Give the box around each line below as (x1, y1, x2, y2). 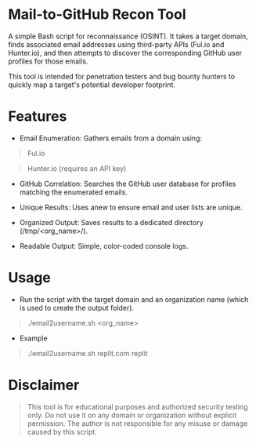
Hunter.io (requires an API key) (27, 163, 127, 173)
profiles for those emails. (8, 56, 88, 66)
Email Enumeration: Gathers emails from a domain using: (19, 133, 202, 143)
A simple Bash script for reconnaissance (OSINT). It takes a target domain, (8, 31, 248, 41)
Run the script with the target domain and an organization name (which (19, 294, 249, 304)
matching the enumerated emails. (19, 187, 128, 197)
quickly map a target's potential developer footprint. (8, 80, 176, 89)
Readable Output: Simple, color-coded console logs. (19, 241, 189, 250)
